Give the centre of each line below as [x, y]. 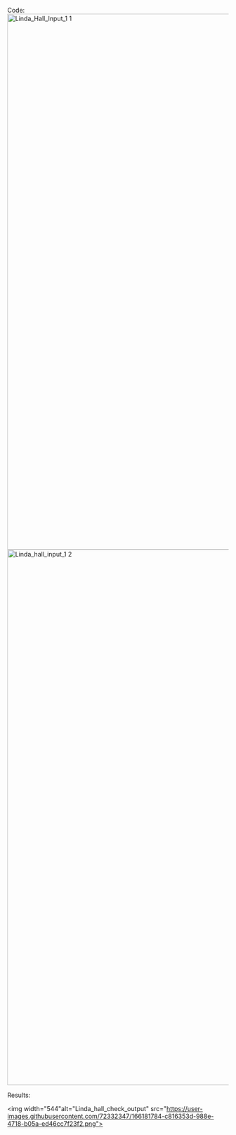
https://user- [184, 1109]
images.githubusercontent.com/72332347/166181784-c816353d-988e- [111, 1116]
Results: [19, 1095]
